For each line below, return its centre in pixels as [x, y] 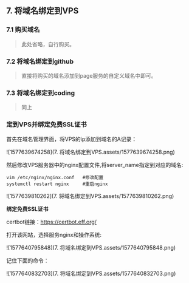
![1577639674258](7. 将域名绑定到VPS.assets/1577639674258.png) [91, 152]
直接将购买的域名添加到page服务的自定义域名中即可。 [89, 75]
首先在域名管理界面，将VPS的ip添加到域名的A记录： [72, 139]
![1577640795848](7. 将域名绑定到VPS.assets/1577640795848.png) [91, 247]
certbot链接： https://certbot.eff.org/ [52, 222]
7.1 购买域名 [23, 30]
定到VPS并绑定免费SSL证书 [46, 124]
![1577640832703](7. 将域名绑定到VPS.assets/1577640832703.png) [91, 273]
